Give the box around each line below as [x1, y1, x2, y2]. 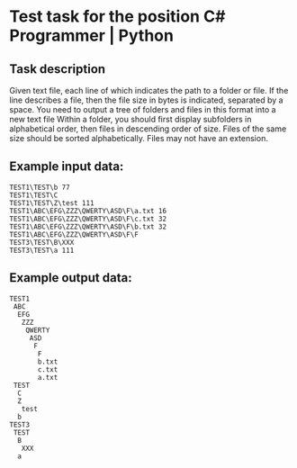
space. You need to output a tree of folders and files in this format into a [9, 104, 276, 114]
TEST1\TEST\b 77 [9, 183, 70, 192]
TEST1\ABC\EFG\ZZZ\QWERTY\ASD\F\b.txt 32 [9, 222, 167, 231]
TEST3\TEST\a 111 [9, 246, 75, 255]
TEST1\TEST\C [9, 191, 58, 200]
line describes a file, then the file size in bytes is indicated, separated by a [9, 94, 283, 105]
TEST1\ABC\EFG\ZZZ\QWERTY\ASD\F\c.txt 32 [9, 214, 167, 223]
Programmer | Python [9, 25, 174, 46]
